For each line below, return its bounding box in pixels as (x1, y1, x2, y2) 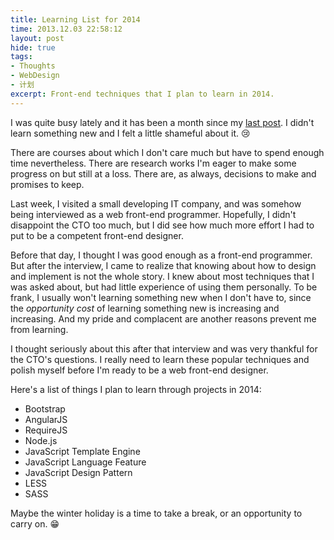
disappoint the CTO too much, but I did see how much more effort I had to (10, 219, 315, 231)
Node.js (24, 434, 58, 446)
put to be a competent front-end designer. (10, 229, 184, 241)
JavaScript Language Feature (24, 456, 147, 468)
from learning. (10, 323, 69, 335)
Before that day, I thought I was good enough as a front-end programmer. (10, 249, 313, 261)
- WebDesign (10, 71, 60, 81)
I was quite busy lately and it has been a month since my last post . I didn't (10, 116, 315, 128)
